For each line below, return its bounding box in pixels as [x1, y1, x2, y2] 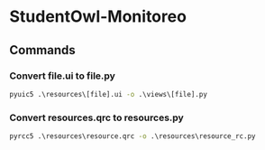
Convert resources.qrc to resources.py [9, 111, 185, 124]
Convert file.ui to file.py [9, 70, 115, 82]
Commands [9, 42, 77, 58]
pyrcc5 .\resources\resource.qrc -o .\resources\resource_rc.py [9, 132, 256, 141]
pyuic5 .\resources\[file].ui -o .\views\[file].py [9, 89, 207, 98]
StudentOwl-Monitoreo [9, 6, 187, 27]
